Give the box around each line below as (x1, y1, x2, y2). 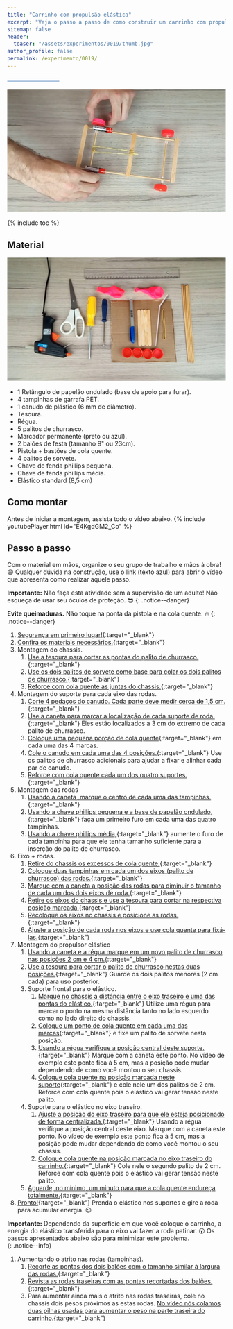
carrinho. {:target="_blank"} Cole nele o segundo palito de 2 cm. (37, 1162, 221, 1170)
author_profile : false (7, 48, 73, 55)
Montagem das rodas (17, 786, 78, 794)
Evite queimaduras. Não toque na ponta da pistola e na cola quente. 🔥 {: (7, 609, 216, 618)
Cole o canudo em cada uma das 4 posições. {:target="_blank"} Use (27, 749, 222, 757)
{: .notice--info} (7, 1242, 52, 1250)
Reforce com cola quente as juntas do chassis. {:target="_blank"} (27, 682, 214, 691)
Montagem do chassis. (17, 645, 83, 654)
